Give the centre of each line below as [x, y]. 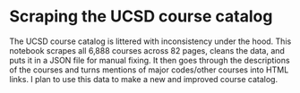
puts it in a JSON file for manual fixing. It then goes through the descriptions [150, 60]
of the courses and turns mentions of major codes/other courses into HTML [149, 70]
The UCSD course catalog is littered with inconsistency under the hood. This [150, 41]
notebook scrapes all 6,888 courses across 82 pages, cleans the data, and [147, 50]
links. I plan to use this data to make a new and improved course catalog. [144, 79]
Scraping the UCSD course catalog [141, 17]
